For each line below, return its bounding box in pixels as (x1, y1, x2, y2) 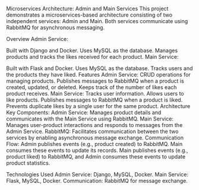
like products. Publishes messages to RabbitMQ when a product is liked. (6, 96, 183, 103)
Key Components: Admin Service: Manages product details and (6, 109, 162, 116)
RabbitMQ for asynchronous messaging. (6, 24, 105, 31)
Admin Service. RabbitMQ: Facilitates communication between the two (6, 128, 179, 135)
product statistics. (6, 160, 50, 166)
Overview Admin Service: (6, 36, 68, 42)
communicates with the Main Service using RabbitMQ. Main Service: (6, 115, 174, 122)
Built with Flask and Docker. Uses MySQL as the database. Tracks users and (6, 65, 193, 72)
